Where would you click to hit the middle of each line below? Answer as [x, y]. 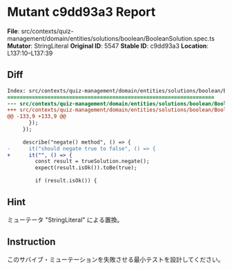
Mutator [19, 46]
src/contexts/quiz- [47, 31]
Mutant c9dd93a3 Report [81, 12]
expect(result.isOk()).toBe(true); [86, 168]
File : [13, 31]
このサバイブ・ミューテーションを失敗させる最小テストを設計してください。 [116, 259]
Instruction [31, 242]
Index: [17, 90]
